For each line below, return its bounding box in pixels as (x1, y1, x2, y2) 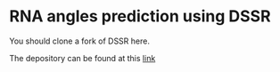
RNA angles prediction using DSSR (9, 6, 271, 27)
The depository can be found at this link (9, 52, 156, 63)
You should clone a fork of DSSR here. (9, 36, 150, 46)
